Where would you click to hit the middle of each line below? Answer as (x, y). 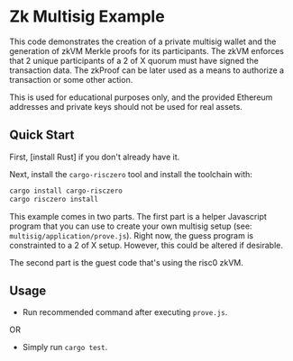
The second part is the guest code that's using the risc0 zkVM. (126, 262)
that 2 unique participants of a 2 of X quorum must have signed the (134, 60)
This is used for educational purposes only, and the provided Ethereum (141, 97)
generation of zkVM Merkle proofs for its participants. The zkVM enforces (146, 50)
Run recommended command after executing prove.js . (125, 312)
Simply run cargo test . (65, 347)
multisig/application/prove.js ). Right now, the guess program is (132, 235)
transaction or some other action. (71, 79)
